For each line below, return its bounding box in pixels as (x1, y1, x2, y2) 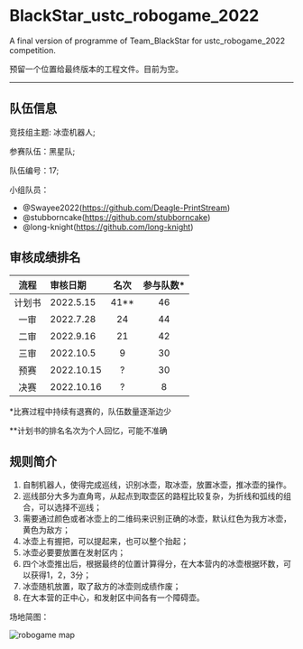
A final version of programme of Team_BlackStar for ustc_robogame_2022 (9, 35, 286, 46)
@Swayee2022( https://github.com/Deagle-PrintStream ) (22, 202, 231, 213)
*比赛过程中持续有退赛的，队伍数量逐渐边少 (9, 405, 172, 416)
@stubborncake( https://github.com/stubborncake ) (22, 211, 211, 222)
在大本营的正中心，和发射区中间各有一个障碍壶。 (22, 592, 205, 603)
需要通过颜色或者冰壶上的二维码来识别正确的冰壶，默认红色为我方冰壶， (22, 514, 291, 524)
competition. (9, 44, 57, 55)
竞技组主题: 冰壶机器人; (9, 126, 96, 137)
